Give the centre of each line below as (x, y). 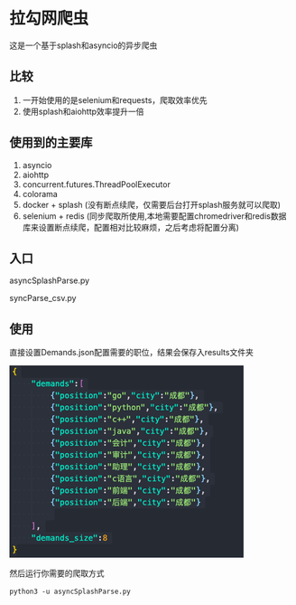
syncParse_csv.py (43, 298)
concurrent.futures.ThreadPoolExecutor (97, 184)
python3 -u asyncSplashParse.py (70, 592)
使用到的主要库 (51, 142)
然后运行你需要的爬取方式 (57, 573)
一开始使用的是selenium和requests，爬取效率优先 (115, 99)
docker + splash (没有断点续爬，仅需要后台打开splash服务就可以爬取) (152, 204)
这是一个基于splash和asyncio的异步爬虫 (83, 45)
